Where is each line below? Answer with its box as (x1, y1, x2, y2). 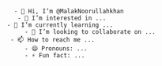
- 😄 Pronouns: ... (24, 45, 88, 53)
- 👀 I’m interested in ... (17, 14, 107, 22)
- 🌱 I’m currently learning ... (6, 21, 114, 29)
